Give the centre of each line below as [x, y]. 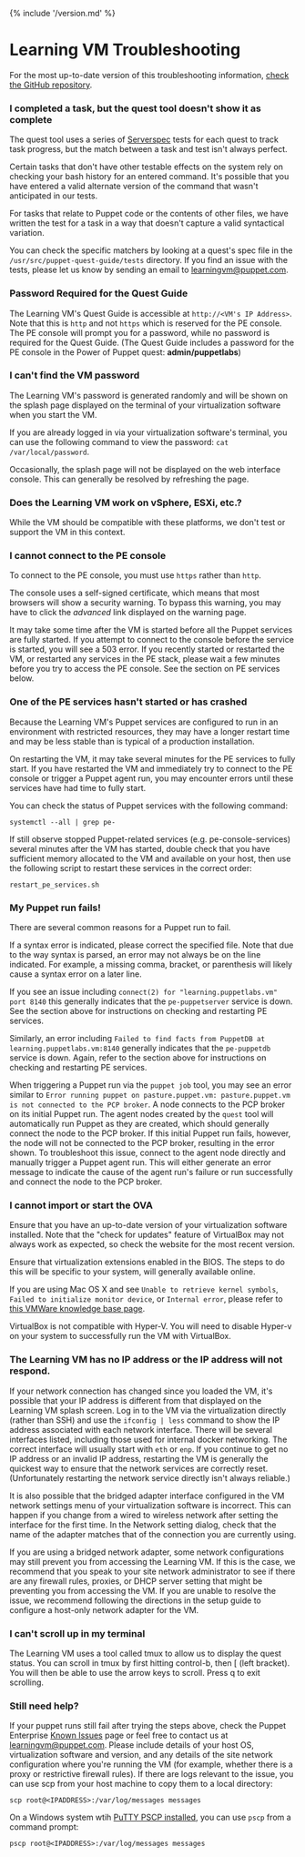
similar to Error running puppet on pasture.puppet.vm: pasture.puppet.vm [150, 1095]
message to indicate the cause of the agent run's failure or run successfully [151, 1172]
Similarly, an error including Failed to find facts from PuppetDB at [137, 1039]
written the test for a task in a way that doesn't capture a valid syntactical [147, 223]
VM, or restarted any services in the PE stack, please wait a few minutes [145, 659]
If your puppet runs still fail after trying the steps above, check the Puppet [148, 1726]
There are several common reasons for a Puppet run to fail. [120, 928]
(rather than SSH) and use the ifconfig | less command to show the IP [145, 1420]
